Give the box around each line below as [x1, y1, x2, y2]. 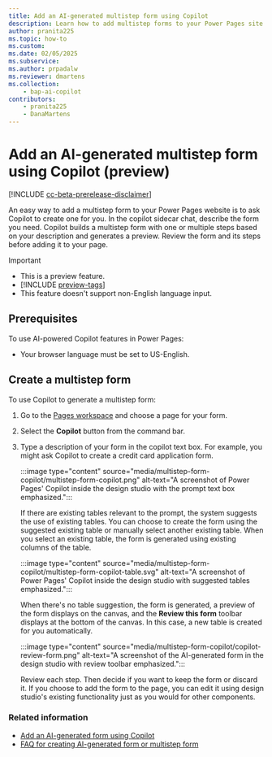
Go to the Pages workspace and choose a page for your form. [19, 410, 228, 420]
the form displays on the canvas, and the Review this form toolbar [19, 608, 243, 618]
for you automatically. [19, 625, 93, 635]
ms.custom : [8, 42, 45, 50]
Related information [8, 712, 89, 724]
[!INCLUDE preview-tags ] [19, 280, 106, 289]
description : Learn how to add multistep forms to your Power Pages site [8, 20, 264, 28]
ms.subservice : [8, 58, 60, 66]
